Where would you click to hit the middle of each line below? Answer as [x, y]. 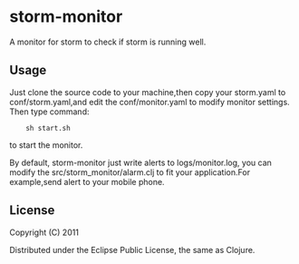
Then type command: [49, 112]
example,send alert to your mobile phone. [87, 181]
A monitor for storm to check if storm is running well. [108, 42]
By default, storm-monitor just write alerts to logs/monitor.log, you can [140, 162]
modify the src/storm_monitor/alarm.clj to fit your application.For [130, 172]
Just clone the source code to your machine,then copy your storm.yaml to [148, 92]
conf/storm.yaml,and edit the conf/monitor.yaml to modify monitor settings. [149, 102]
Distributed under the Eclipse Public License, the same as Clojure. [132, 249]
